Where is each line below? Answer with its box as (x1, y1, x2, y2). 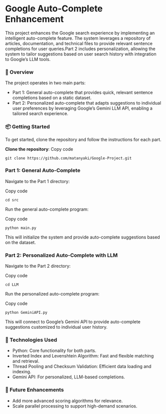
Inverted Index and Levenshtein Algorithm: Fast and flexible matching (12, 353, 154, 359)
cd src (5, 197, 19, 202)
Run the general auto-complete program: (5, 206, 89, 212)
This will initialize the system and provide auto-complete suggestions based (5, 234, 160, 240)
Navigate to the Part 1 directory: (5, 178, 70, 184)
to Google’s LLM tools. (5, 56, 51, 62)
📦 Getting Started (5, 123, 50, 130)
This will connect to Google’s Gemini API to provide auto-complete (5, 319, 141, 325)
